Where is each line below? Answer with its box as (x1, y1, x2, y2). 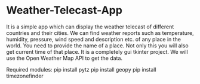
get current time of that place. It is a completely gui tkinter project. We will (6, 48, 188, 55)
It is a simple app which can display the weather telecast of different (6, 23, 174, 30)
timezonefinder (6, 72, 44, 79)
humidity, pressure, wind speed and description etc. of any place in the (6, 35, 181, 43)
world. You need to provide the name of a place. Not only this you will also (6, 42, 189, 49)
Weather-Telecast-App (6, 4, 122, 17)
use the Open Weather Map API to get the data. (6, 54, 123, 62)
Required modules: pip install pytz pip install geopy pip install (6, 66, 156, 73)
